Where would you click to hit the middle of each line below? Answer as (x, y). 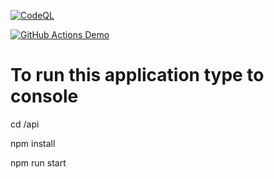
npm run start (38, 162)
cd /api (25, 124)
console (44, 96)
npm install (33, 143)
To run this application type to (137, 75)
